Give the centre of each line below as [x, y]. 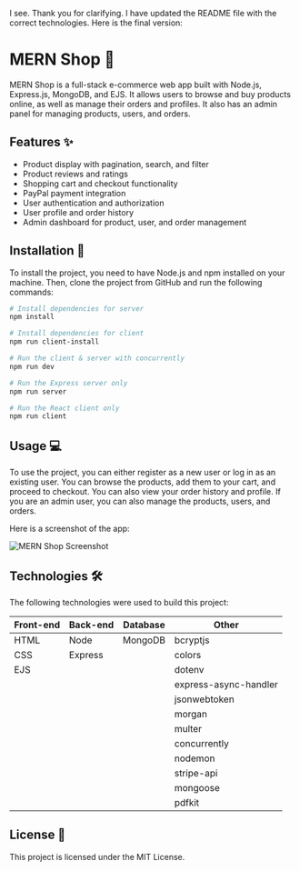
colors [188, 655]
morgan [190, 714]
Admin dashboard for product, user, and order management [135, 222]
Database [144, 625]
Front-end [37, 625]
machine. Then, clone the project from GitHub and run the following [136, 282]
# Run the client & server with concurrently [97, 358]
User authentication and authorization [94, 203]
